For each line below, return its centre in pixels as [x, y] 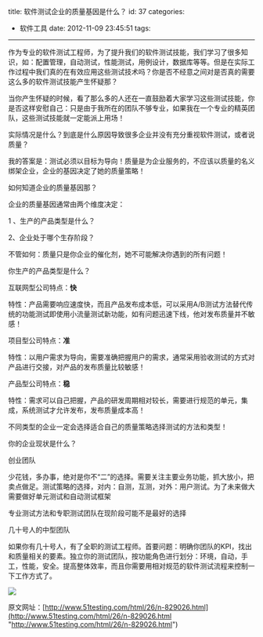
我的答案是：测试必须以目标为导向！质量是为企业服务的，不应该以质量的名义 [131, 161]
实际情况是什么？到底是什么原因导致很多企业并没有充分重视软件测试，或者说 [131, 135]
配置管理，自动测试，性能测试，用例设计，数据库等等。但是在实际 [141, 62]
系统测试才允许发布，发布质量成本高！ [83, 410]
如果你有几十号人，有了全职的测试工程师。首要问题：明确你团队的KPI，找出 [130, 546]
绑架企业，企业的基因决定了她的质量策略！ [77, 171]
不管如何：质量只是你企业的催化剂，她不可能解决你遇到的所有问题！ [118, 254]
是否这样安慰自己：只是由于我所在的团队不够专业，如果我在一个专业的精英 [128, 108]
